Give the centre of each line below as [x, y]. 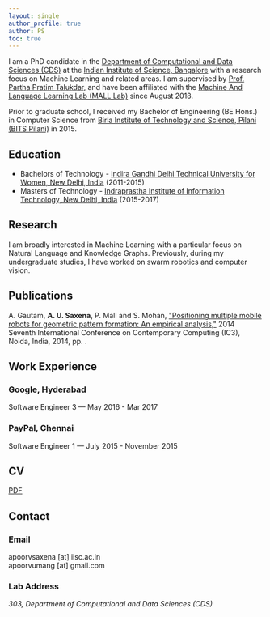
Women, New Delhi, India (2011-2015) [82, 182]
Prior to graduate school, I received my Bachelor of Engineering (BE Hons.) [133, 112]
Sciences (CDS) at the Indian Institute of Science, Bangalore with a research [135, 70]
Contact [29, 516]
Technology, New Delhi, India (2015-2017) [89, 200]
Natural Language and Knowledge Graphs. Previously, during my [116, 253]
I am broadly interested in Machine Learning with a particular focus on [125, 245]
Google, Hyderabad [47, 389]
